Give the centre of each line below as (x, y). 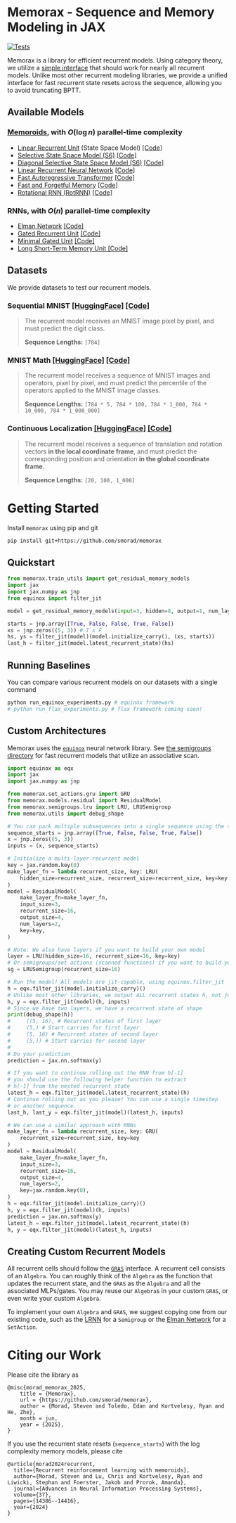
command (22, 689)
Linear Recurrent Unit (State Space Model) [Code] (90, 148)
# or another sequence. (42, 1106)
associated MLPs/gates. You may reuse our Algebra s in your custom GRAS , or (118, 1291)
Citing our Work (54, 1355)
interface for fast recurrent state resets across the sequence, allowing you (115, 82)
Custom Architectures (57, 731)
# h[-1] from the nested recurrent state (69, 1086)
